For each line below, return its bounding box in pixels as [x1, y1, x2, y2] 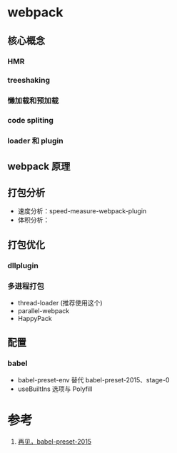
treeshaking [7, 76, 51, 86]
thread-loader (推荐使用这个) [17, 299, 103, 307]
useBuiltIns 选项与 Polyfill [17, 385, 93, 393]
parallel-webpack [17, 307, 70, 315]
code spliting [7, 116, 54, 126]
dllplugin [7, 260, 39, 270]
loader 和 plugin [7, 136, 64, 146]
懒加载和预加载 [7, 96, 59, 106]
